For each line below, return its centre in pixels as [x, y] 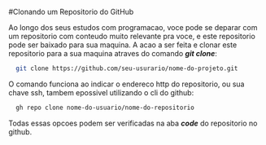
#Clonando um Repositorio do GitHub [71, 12]
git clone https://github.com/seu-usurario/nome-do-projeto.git [127, 68]
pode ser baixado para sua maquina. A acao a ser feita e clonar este [123, 45]
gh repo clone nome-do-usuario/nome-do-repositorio [105, 108]
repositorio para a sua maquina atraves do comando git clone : [113, 53]
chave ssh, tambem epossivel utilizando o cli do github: [101, 92]
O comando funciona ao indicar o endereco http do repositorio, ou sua [126, 84]
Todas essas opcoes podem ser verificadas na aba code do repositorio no [133, 123]
